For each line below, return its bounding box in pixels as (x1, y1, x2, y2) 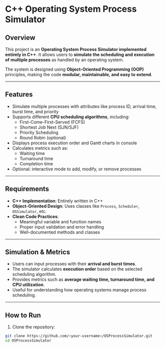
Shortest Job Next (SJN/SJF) (19, 124, 79, 130)
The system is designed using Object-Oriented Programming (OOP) (5, 66, 144, 72)
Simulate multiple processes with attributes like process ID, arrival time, (12, 103, 157, 109)
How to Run (5, 311, 41, 320)
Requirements (5, 185, 49, 193)
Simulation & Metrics (5, 248, 70, 256)
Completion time (19, 160, 53, 166)
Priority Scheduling (19, 129, 59, 135)
